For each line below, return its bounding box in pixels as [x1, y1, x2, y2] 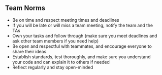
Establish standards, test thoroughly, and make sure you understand [12, 54, 151, 60]
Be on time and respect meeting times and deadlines [12, 17, 120, 23]
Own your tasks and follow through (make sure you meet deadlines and [12, 33, 158, 38]
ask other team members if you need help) [12, 38, 99, 44]
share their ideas [12, 48, 47, 54]
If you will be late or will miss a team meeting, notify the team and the [12, 22, 153, 28]
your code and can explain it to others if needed [12, 59, 110, 65]
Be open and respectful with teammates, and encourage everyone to [12, 43, 152, 49]
